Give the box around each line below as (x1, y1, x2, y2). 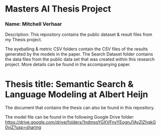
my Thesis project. (5, 37, 42, 43)
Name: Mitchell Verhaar (5, 21, 62, 28)
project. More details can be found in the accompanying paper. (5, 61, 131, 67)
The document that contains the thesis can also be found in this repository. (5, 105, 155, 111)
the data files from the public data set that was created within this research (5, 57, 155, 62)
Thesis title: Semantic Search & (5, 78, 134, 90)
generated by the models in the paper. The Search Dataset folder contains (5, 51, 153, 57)
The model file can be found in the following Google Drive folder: (5, 114, 135, 120)
